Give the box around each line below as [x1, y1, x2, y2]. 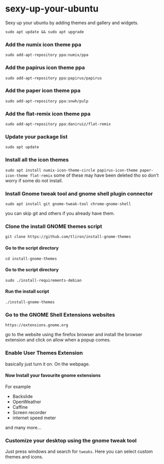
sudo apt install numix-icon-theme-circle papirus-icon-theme [5, 168, 138, 173]
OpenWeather [12, 399, 42, 405]
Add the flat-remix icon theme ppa [5, 110, 91, 117]
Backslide [12, 393, 33, 399]
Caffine [12, 404, 28, 410]
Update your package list [5, 133, 68, 140]
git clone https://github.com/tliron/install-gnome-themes [5, 235, 131, 240]
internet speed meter [12, 415, 56, 421]
